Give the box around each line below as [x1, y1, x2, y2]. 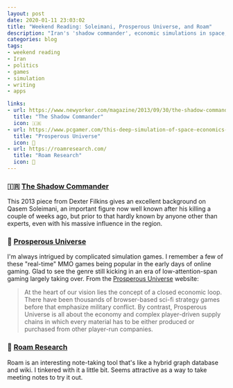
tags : [7, 42, 23, 49]
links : [7, 100, 26, 108]
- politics [7, 62, 39, 69]
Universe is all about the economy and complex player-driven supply [24, 310, 221, 318]
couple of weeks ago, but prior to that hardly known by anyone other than [7, 212, 218, 220]
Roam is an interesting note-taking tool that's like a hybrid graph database [7, 358, 218, 366]
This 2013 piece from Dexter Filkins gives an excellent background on [7, 197, 207, 206]
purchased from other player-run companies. [24, 325, 154, 334]
